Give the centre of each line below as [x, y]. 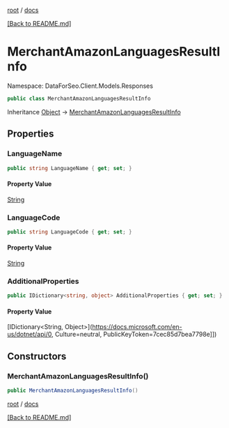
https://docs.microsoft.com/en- [137, 327]
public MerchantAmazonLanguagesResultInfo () [73, 391]
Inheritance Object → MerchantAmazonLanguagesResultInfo [94, 112]
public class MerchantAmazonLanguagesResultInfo [79, 98]
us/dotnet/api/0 [30, 335]
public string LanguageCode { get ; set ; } [70, 232]
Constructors [37, 356]
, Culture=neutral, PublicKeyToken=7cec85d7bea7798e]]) [134, 335]
